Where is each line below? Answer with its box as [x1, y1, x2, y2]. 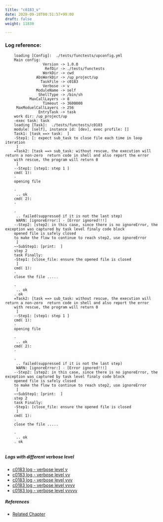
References [5, 499, 30, 505]
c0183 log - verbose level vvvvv [12, 487, 78, 493]
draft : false [5, 16, 32, 21]
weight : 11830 [5, 21, 35, 26]
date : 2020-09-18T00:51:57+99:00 [5, 12, 74, 17]
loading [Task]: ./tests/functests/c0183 [14, 122, 103, 127]
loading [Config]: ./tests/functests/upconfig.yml [14, 53, 122, 58]
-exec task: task [14, 118, 50, 123]
